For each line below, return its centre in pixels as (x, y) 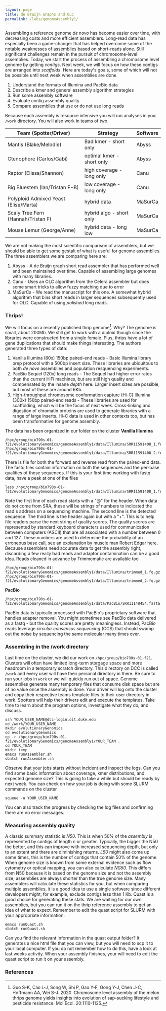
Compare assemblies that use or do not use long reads (68, 106)
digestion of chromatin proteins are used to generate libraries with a (81, 411)
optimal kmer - (102, 156)
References (19, 972)
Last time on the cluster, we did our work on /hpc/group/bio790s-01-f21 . (79, 657)
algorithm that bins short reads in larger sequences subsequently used (84, 297)
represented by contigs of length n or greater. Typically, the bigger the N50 (82, 841)
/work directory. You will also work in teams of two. (57, 121)
